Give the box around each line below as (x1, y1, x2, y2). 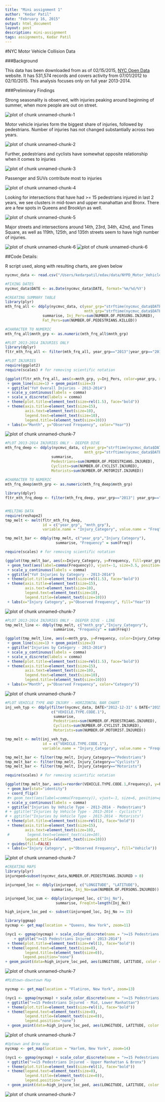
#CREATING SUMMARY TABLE (5, 295, 56, 300)
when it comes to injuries (5, 156, 56, 162)
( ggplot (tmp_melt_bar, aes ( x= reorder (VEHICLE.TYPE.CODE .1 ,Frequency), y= (5, 782, 160, 787)
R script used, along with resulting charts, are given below (5, 263, 123, 269)
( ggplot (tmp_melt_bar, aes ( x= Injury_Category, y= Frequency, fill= (5, 558, 144, 563)
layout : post (5, 26, 32, 31)
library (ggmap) (5, 918, 36, 924)
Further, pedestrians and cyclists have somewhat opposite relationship (5, 151, 148, 157)
